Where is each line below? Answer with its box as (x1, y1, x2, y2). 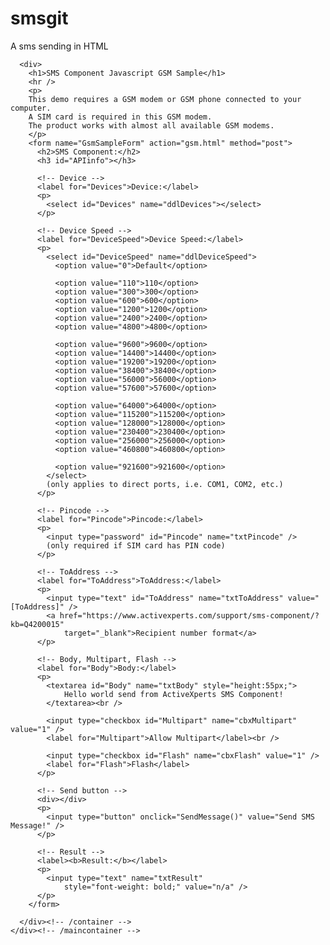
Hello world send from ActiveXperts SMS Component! (63, 689, 284, 699)
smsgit (10, 7, 69, 30)
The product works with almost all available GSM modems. (28, 120, 275, 131)
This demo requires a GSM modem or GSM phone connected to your (28, 94, 302, 104)
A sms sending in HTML (10, 40, 109, 52)
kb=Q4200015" (10, 619, 65, 629)
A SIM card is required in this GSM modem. (28, 112, 213, 122)
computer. (10, 103, 52, 113)
